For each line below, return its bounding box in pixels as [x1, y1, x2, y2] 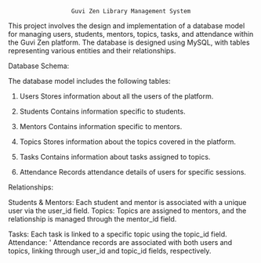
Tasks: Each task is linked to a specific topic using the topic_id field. [8, 229, 227, 239]
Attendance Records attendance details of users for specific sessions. [19, 168, 247, 176]
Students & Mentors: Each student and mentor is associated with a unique [8, 198, 247, 207]
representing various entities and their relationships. [8, 46, 176, 55]
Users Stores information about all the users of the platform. [19, 92, 214, 101]
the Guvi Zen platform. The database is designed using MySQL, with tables [8, 38, 250, 47]
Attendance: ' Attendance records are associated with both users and [8, 238, 233, 247]
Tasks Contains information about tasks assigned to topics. [19, 153, 211, 161]
